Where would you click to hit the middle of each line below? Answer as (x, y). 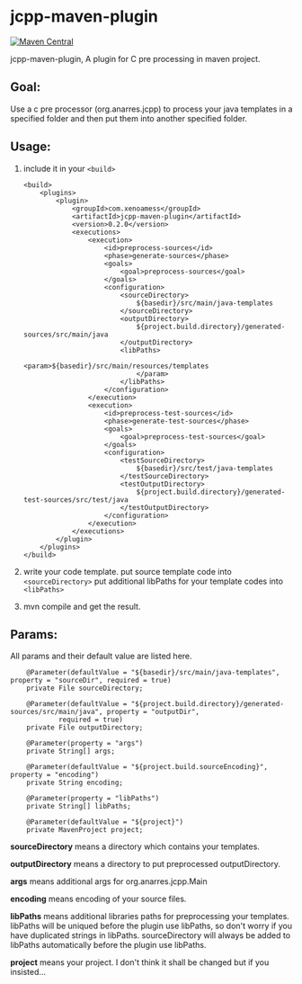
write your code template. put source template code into (127, 571)
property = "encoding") (55, 775)
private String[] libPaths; (79, 807)
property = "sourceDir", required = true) (91, 681)
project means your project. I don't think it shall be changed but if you (140, 962)
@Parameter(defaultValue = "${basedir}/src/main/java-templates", (153, 673)
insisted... (28, 972)
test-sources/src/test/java (75, 500)
